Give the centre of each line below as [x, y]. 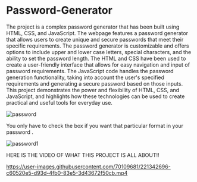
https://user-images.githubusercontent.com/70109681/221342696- [88, 167]
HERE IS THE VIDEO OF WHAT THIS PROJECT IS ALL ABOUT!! [83, 155]
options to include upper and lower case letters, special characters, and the [99, 52]
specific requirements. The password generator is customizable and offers [98, 46]
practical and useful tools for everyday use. [60, 102]
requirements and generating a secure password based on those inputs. [95, 83]
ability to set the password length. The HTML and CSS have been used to [96, 58]
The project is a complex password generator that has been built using [93, 27]
